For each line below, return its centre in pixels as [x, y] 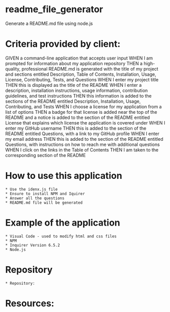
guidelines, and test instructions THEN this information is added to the [78, 96]
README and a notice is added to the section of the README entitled [78, 117]
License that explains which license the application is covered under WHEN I [85, 122]
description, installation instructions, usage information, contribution [77, 90]
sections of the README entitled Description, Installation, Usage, [73, 101]
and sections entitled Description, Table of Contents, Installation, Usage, [81, 74]
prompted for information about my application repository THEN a [74, 63]
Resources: [30, 303]
